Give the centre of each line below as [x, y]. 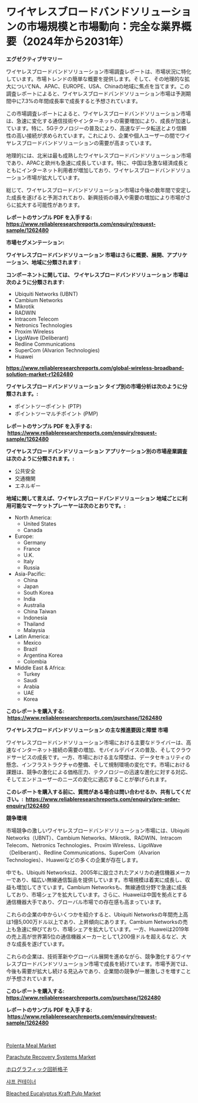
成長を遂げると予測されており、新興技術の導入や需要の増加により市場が [98, 197]
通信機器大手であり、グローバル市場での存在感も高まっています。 [85, 901]
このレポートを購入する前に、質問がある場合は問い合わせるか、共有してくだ [98, 792]
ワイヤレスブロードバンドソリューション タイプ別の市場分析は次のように [94, 386]
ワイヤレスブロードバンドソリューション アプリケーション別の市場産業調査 [97, 451]
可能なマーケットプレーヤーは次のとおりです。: [68, 506]
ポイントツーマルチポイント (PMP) [56, 414]
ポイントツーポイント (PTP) [48, 406]
